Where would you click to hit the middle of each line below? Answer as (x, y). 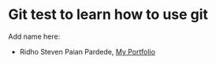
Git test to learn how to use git (108, 15)
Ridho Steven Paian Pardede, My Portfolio (88, 51)
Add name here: (34, 36)
